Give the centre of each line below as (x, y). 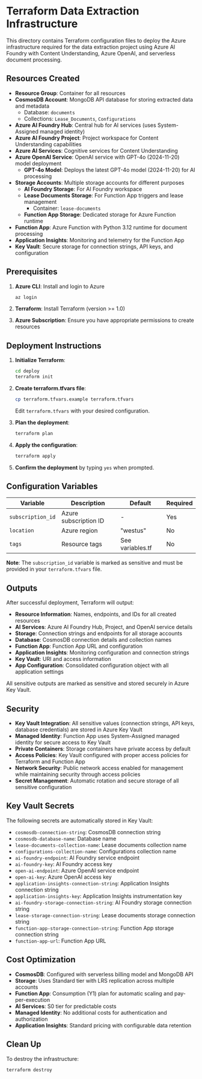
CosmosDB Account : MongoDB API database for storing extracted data (104, 99)
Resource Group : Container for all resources (70, 93)
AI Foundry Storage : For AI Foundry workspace (83, 189)
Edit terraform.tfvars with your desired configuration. (82, 411)
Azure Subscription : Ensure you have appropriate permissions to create (104, 321)
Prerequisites (32, 272)
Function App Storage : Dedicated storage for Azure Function (100, 214)
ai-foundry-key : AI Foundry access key (63, 864)
